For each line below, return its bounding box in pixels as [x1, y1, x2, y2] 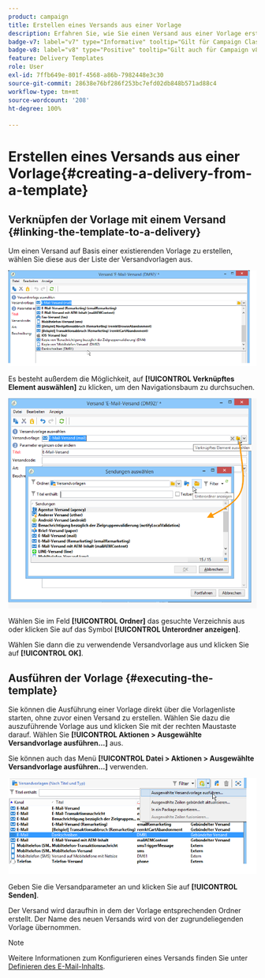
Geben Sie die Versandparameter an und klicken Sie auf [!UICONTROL [8, 882, 238, 891]
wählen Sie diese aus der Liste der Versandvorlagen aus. [8, 255, 193, 264]
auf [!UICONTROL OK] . [8, 648, 84, 658]
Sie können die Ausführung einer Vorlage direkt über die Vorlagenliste [8, 704, 236, 715]
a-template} [8, 182, 89, 199]
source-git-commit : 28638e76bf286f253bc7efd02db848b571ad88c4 [8, 79, 217, 87]
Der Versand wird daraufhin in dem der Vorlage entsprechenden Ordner [8, 905, 242, 915]
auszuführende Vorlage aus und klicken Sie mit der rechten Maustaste [8, 722, 237, 731]
